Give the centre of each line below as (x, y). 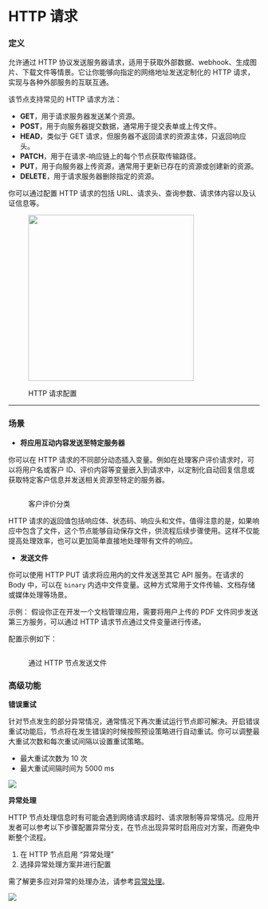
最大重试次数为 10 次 (53, 759)
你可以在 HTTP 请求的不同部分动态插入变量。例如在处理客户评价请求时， (128, 459)
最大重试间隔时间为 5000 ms (67, 768)
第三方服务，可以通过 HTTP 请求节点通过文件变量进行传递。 (107, 622)
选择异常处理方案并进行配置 (65, 864)
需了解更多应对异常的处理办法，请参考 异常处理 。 (89, 882)
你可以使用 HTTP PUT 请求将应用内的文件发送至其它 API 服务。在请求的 (126, 575)
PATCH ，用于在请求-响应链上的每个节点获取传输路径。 (110, 156)
